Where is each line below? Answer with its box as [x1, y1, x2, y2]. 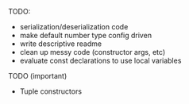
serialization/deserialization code [19, 22, 129, 31]
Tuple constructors [19, 87, 82, 96]
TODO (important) [8, 71, 67, 80]
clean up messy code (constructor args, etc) [19, 48, 165, 56]
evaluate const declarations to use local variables [19, 56, 182, 65]
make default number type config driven [19, 31, 152, 40]
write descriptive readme [19, 39, 102, 48]
